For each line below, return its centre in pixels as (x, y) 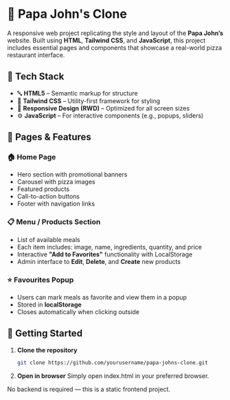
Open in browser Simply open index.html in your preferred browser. (113, 376)
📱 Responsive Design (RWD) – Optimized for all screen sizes (103, 108)
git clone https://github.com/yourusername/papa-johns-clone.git (112, 363)
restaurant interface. (36, 55)
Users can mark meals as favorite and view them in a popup (102, 298)
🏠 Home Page (32, 157)
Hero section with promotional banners (72, 175)
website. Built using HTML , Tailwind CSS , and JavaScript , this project (106, 40)
